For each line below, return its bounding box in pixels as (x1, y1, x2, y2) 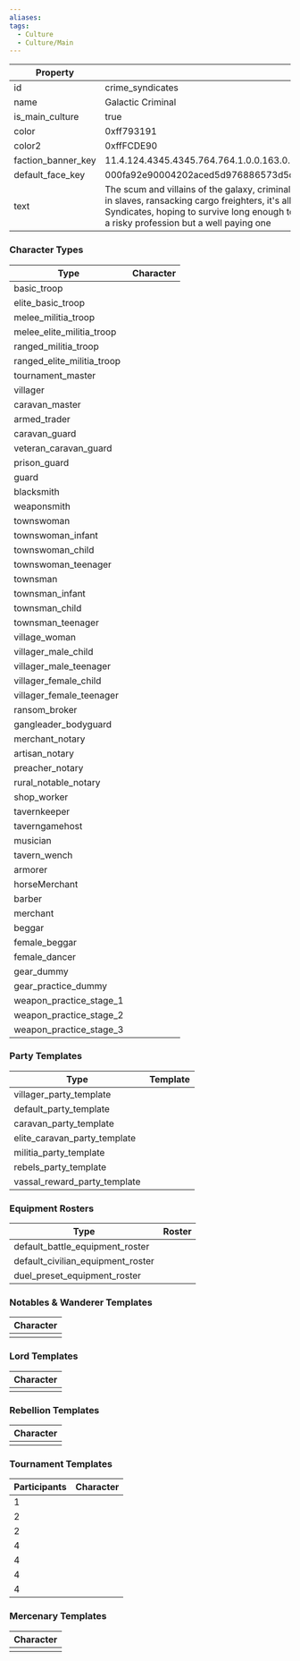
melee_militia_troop (13, 310, 96, 323)
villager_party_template (13, 1088, 112, 1100)
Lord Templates (9, 1350, 79, 1362)
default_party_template (13, 1102, 110, 1114)
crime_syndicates (104, 81, 179, 94)
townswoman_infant (13, 529, 98, 541)
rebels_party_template (13, 1160, 107, 1173)
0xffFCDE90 (104, 140, 158, 152)
